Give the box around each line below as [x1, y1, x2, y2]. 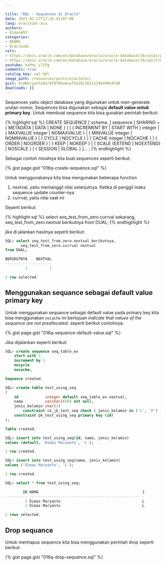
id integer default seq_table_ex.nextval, [14, 394, 127, 400]
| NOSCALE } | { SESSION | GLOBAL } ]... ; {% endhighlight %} [5, 145, 131, 151]
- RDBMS [5, 39, 21, 45]
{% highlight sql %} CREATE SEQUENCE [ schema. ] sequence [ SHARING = [5, 119, 160, 125]
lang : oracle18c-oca [5, 21, 48, 26]
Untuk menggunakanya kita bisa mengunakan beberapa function [5, 174, 137, 180]
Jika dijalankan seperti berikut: [5, 339, 68, 345]
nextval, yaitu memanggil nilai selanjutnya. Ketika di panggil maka [12, 184, 146, 190]
